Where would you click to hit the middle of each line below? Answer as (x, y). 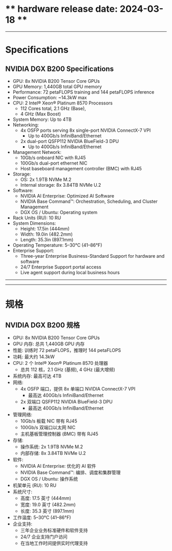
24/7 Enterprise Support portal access (61, 267)
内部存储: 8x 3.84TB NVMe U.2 (53, 453)
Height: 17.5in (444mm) (45, 228)
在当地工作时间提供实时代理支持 (54, 543)
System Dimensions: (34, 223)
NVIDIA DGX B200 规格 (43, 325)
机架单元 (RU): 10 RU (35, 485)
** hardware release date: (62, 9)
